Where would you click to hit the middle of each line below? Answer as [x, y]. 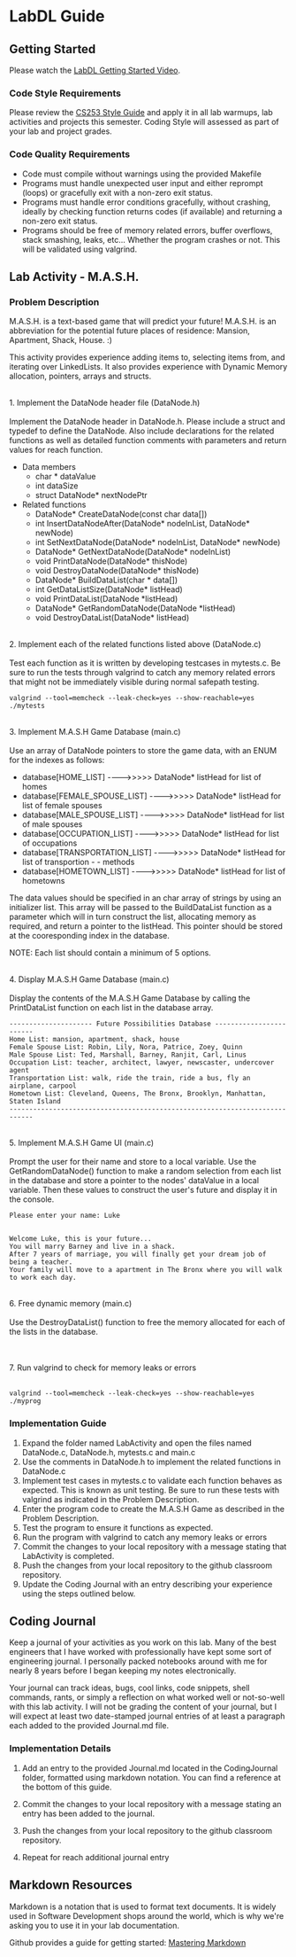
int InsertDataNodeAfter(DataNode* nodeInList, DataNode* [142, 524]
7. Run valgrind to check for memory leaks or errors [103, 1368]
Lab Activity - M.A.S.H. [74, 277]
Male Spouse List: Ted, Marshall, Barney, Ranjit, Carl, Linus [128, 1055]
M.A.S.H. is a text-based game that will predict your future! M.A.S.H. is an [143, 322]
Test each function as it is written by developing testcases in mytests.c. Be [145, 663]
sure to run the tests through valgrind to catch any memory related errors [142, 673]
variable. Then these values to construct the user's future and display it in [143, 1190]
